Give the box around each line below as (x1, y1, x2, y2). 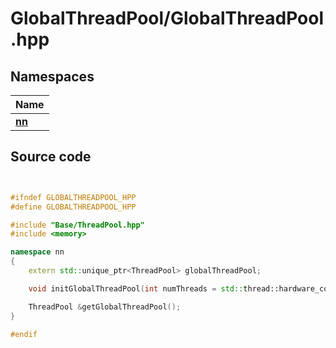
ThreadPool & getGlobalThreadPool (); (28, 302, 182, 312)
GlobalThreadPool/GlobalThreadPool (10, 7, 325, 30)
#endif (10, 329, 38, 339)
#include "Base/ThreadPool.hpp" (10, 220, 145, 230)
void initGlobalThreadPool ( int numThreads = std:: (28, 283, 244, 294)
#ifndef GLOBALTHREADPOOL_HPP (10, 192, 137, 202)
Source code (10, 148, 92, 166)
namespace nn (10, 247, 65, 257)
